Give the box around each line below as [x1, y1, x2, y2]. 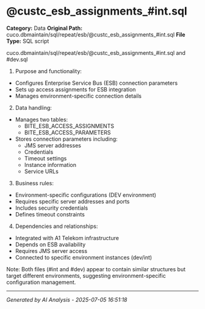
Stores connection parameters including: [15, 135, 118, 143]
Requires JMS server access [15, 247, 87, 254]
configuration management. [6, 279, 76, 286]
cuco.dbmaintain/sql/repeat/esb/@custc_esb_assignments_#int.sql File [6, 30, 185, 38]
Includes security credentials [15, 204, 88, 211]
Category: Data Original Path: [6, 24, 83, 32]
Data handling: [15, 104, 52, 111]
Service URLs [24, 168, 59, 175]
